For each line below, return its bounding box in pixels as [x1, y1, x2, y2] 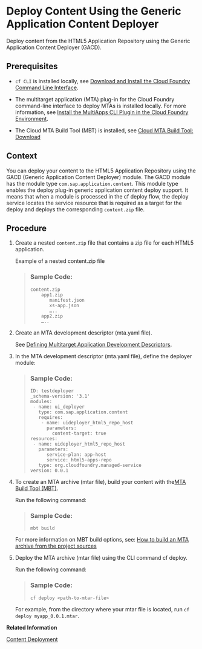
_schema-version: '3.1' [30, 393, 91, 399]
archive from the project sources [15, 542, 97, 550]
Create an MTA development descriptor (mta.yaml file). [15, 329, 152, 336]
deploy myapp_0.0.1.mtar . [15, 612, 80, 619]
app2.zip [41, 313, 64, 319]
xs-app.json [49, 302, 80, 308]
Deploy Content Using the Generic [6, 4, 181, 18]
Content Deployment [6, 636, 58, 643]
